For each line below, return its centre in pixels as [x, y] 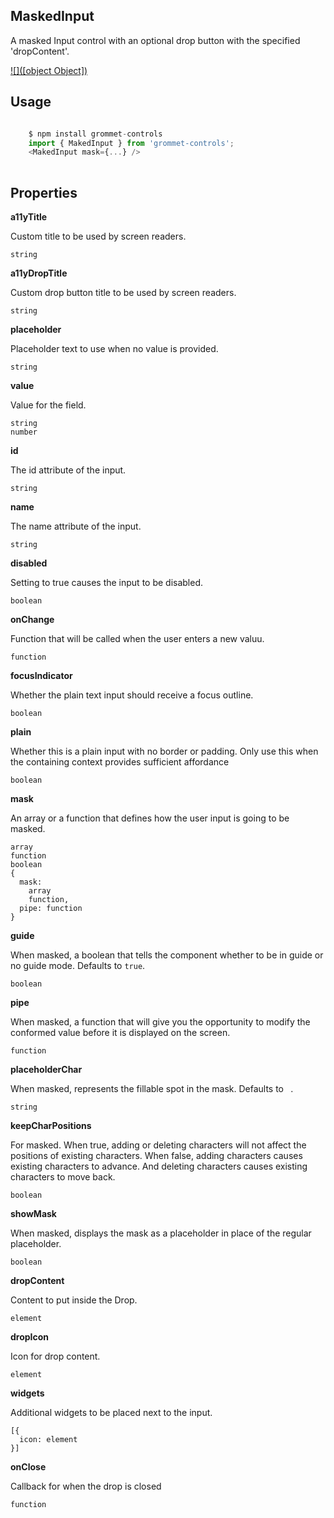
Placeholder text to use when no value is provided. [114, 348]
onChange [32, 619]
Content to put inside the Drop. [74, 1300]
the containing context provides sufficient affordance [120, 761]
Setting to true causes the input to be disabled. [107, 582]
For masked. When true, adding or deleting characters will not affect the [158, 1145]
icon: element [48, 1439]
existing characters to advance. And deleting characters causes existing [159, 1166]
